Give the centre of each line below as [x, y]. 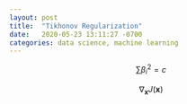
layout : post [34, 17]
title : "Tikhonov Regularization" [76, 26]
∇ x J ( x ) [151, 90]
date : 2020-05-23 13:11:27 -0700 [76, 34]
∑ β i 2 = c [151, 70]
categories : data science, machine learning [94, 43]
